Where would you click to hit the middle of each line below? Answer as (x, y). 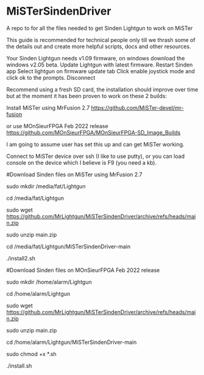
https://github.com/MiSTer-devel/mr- (137, 107)
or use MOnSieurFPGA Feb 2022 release (57, 126)
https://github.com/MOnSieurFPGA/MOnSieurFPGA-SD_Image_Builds (93, 132)
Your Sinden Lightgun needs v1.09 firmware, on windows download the (96, 58)
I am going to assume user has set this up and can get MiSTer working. (95, 144)
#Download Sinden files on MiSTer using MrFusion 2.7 (74, 174)
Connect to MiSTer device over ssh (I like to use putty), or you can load (95, 156)
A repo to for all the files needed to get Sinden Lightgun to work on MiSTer (100, 28)
